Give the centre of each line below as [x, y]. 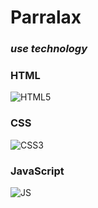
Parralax [46, 17]
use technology [49, 49]
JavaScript [37, 171]
